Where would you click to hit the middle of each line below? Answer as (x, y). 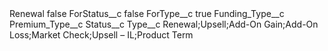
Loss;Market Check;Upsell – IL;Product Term (101, 35)
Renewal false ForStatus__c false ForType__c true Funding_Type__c (147, 13)
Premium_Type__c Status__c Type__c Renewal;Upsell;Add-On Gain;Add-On (164, 24)
